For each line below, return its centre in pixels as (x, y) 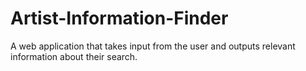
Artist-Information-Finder (119, 18)
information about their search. (74, 56)
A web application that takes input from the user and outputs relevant (153, 46)
